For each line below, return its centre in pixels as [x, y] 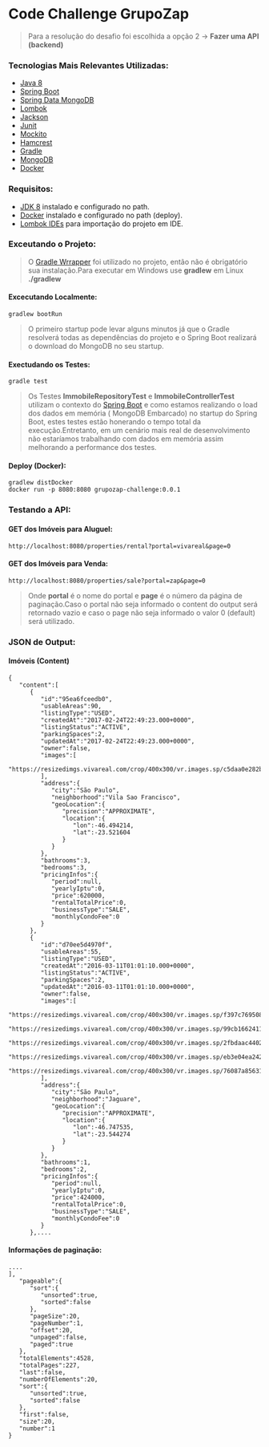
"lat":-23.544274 [101, 1134]
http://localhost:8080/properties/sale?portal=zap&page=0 [107, 581]
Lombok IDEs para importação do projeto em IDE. [102, 223]
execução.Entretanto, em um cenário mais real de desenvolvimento [139, 431]
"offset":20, [51, 1331]
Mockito [33, 134]
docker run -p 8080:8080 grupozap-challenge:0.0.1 [94, 490]
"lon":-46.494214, [103, 825]
